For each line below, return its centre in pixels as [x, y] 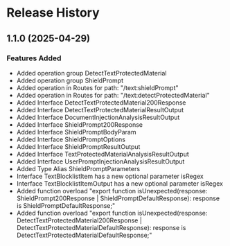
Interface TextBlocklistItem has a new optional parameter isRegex [110, 176]
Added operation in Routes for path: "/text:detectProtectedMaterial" [113, 95]
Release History [53, 13]
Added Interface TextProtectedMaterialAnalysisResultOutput [103, 154]
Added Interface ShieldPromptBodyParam [76, 132]
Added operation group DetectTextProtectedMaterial [91, 73]
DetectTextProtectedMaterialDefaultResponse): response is [101, 227]
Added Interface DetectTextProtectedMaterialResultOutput [100, 109]
